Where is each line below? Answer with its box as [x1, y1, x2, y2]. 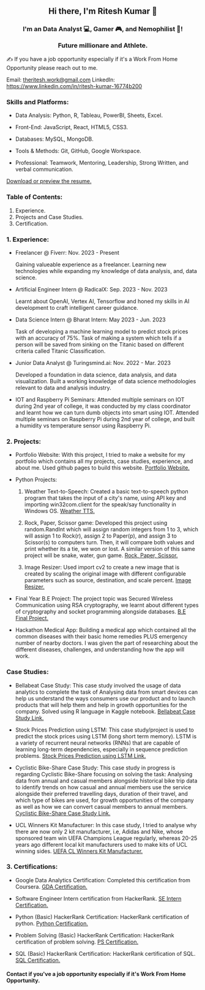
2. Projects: [6, 437, 42, 446]
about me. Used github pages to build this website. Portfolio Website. [15, 464, 190, 471]
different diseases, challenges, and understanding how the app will [15, 646, 185, 653]
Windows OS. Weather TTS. [24, 508, 95, 515]
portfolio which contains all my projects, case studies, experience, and [15, 457, 193, 465]
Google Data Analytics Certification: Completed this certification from [15, 876, 191, 883]
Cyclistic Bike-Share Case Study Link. [15, 809, 111, 817]
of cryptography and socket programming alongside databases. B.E [15, 608, 187, 615]
